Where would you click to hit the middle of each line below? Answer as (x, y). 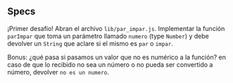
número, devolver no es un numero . (58, 72)
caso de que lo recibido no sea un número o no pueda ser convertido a (110, 64)
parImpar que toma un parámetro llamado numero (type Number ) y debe (108, 36)
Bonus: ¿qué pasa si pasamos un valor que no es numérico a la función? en (117, 57)
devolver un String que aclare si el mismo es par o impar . (90, 43)
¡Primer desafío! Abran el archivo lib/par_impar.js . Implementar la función (116, 28)
